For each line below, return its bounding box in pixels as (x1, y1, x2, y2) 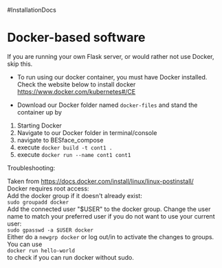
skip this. (7, 60, 33, 68)
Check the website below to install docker (16, 80, 136, 88)
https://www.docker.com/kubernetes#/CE (16, 87, 136, 95)
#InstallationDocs (7, 6, 56, 14)
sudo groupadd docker (7, 199, 69, 206)
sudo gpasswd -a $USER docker (7, 226, 94, 234)
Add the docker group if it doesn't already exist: (7, 191, 142, 199)
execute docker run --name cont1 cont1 (16, 150, 131, 158)
